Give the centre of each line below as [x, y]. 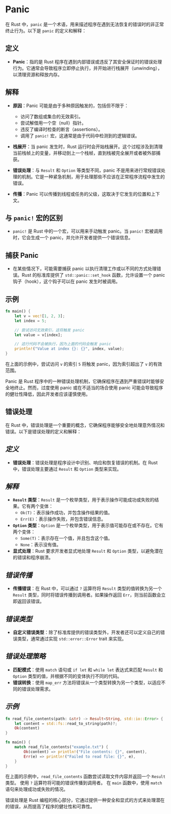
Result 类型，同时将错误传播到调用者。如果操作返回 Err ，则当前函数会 [87, 595]
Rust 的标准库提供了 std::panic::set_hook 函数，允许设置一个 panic [93, 275]
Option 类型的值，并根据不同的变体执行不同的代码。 [67, 676]
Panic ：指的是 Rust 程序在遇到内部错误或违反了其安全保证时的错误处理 [87, 61]
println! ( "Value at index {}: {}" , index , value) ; [69, 349]
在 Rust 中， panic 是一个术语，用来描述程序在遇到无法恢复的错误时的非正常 [85, 24]
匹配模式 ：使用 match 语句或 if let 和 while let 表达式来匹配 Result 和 [88, 670]
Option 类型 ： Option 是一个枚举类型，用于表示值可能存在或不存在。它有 [88, 526]
